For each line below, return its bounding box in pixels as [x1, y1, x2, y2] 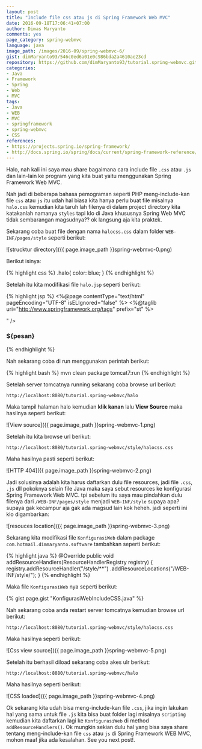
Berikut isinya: [6, 257, 41, 264]
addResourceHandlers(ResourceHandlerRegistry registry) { [6, 558, 153, 566]
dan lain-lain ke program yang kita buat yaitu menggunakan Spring [6, 172, 171, 179]
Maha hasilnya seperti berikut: [6, 680, 81, 688]
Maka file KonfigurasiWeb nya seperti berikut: [6, 583, 118, 590]
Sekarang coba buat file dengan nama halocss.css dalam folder [6, 228, 164, 235]
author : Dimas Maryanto [6, 25, 66, 32]
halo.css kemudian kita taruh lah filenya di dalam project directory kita [6, 203, 181, 210]
